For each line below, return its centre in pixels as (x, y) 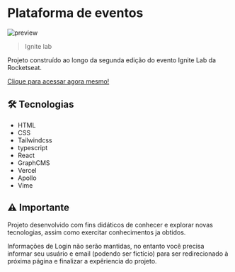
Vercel (27, 170)
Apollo (27, 178)
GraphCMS (34, 163)
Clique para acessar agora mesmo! (58, 81)
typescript (33, 147)
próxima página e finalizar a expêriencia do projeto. (82, 261)
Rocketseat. (25, 67)
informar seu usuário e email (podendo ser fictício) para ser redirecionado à (118, 254)
